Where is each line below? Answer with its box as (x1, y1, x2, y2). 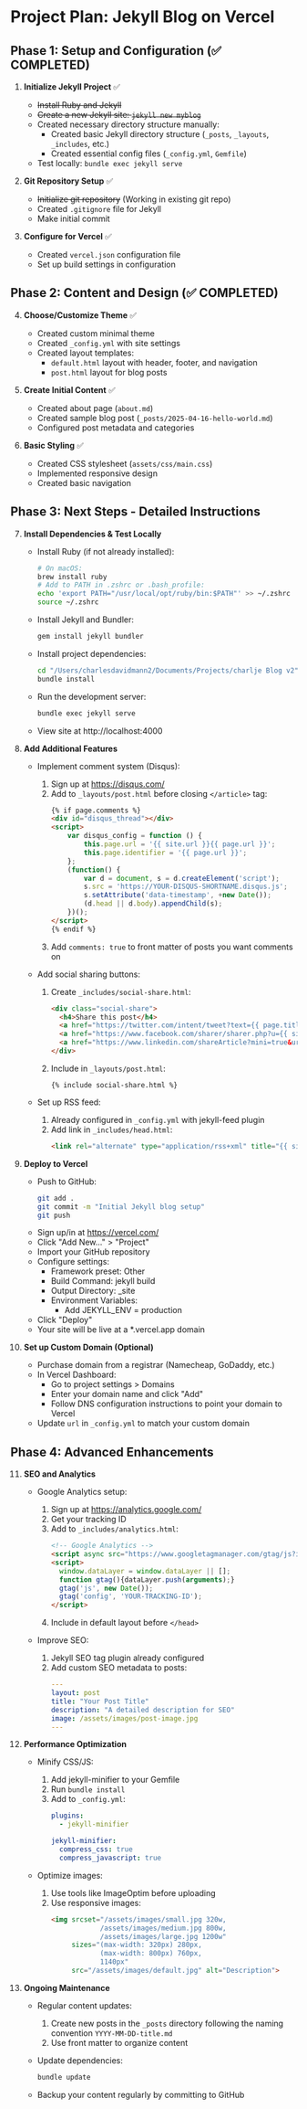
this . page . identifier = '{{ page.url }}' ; (83, 848, 248, 857)
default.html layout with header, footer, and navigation (50, 356, 258, 367)
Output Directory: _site (50, 1286, 136, 1297)
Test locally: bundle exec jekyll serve (36, 158, 183, 168)
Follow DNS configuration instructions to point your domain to (50, 1398, 283, 1409)
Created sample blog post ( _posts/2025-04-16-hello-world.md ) (36, 412, 273, 423)
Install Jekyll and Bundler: (36, 614, 135, 625)
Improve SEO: (36, 1635, 89, 1646)
